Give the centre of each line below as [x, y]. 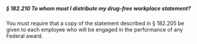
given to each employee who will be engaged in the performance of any [95, 29]
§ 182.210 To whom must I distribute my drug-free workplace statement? [98, 8]
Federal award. [24, 36]
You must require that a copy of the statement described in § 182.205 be [95, 23]
